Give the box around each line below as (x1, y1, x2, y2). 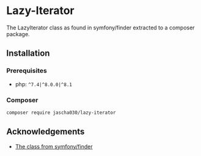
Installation (6, 48, 50, 59)
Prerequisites (6, 67, 47, 75)
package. (6, 30, 30, 37)
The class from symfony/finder (15, 143, 93, 150)
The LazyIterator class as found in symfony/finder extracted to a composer (6, 24, 195, 31)
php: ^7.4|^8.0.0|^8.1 (15, 80, 72, 87)
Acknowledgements (6, 127, 85, 137)
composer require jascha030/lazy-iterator (6, 110, 116, 116)
